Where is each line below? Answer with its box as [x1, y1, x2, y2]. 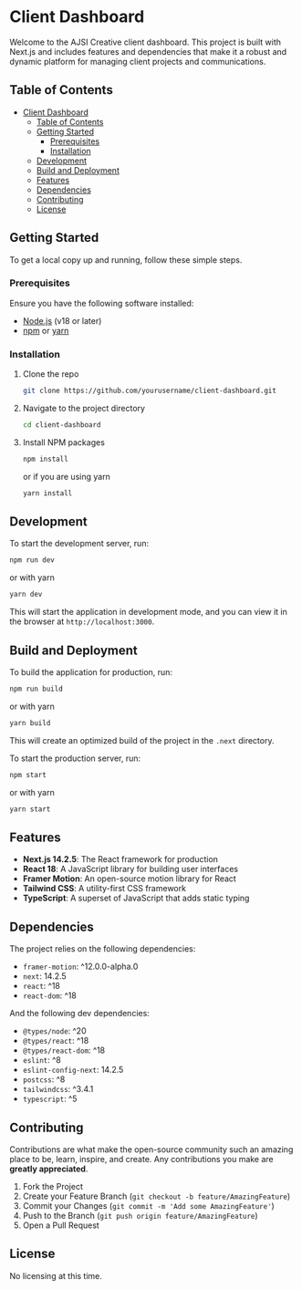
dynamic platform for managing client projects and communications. [9, 56, 266, 67]
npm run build [9, 684, 64, 694]
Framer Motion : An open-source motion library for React [22, 873, 237, 884]
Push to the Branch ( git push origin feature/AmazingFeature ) [22, 1210, 258, 1221]
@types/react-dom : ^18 [22, 1045, 106, 1056]
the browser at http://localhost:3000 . [9, 616, 155, 627]
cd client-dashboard [22, 421, 101, 430]
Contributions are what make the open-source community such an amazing [9, 1143, 294, 1155]
